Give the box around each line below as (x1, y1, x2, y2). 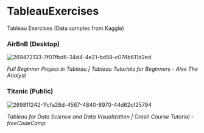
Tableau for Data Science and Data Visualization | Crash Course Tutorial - (7, 113, 194, 120)
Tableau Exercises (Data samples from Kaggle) (7, 24, 124, 32)
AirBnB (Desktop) (7, 40, 60, 48)
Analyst (7, 72, 26, 79)
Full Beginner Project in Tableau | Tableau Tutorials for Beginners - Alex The (7, 65, 199, 73)
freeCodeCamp (7, 119, 46, 126)
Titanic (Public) (7, 87, 54, 96)
